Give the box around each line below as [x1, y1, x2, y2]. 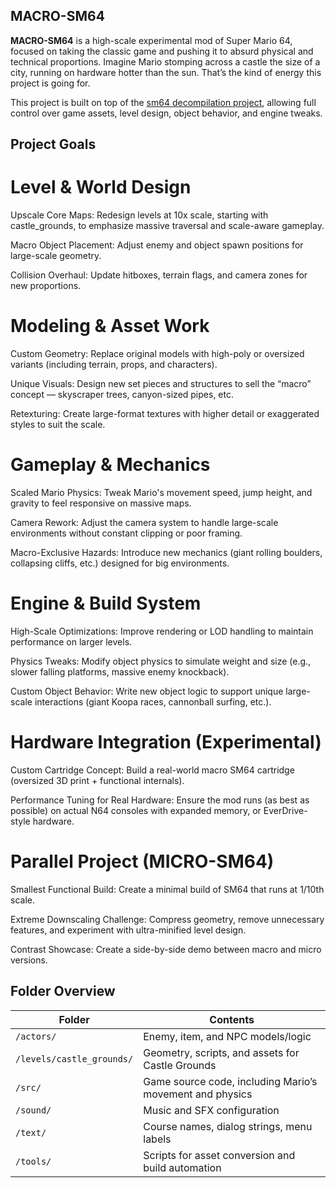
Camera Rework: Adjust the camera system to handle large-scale [10, 517, 279, 529]
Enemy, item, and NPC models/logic [143, 1029, 312, 1043]
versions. [10, 954, 48, 966]
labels [143, 1132, 172, 1146]
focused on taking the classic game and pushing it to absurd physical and [10, 45, 314, 57]
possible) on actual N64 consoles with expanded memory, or [10, 804, 262, 816]
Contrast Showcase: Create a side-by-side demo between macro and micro [10, 943, 322, 955]
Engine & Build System [10, 592, 202, 615]
